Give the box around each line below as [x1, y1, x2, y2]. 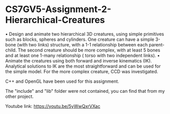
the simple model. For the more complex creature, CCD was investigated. [5, 68, 158, 74]
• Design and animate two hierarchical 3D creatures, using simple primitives [5, 31, 164, 37]
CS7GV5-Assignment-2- [5, 4, 112, 15]
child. [5, 47, 17, 53]
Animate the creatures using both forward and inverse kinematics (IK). [5, 58, 152, 64]
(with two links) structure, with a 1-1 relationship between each [17, 41, 148, 47]
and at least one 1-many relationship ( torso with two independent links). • [5, 52, 160, 59]
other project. [5, 93, 34, 99]
